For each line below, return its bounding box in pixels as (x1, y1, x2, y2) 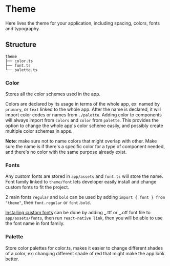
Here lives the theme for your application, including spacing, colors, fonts (5, 20, 160, 26)
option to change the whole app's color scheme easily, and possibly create (5, 122, 163, 129)
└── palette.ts (5, 67, 38, 72)
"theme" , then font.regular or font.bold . (5, 199, 91, 206)
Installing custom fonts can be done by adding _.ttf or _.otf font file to (5, 210, 151, 216)
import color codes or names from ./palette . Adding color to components (5, 112, 162, 118)
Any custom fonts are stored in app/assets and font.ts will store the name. (5, 173, 163, 179)
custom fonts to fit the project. (5, 184, 69, 190)
